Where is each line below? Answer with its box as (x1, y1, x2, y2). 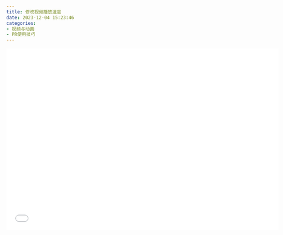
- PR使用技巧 (6, 31, 36, 38)
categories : (6, 20, 36, 26)
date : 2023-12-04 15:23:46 (6, 15, 74, 21)
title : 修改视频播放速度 (6, 8, 62, 15)
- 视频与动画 (6, 25, 34, 32)
